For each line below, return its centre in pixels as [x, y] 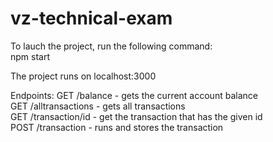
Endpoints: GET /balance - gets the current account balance [134, 95]
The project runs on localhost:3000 [83, 76]
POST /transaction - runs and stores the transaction [117, 127]
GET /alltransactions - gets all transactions [98, 106]
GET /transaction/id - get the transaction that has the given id [136, 116]
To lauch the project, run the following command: [111, 46]
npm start [30, 56]
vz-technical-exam [91, 18]
